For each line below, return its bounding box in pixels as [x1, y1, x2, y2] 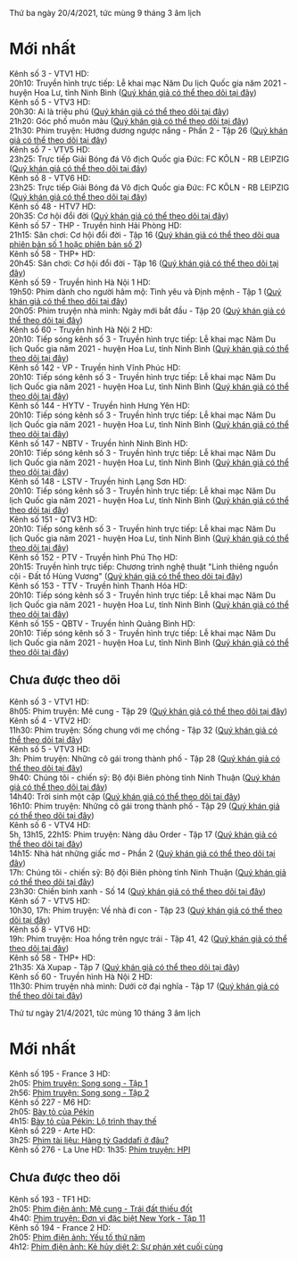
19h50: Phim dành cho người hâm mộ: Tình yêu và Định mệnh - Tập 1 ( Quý [9, 286, 282, 297]
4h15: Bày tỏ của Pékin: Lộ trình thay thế [9, 1116, 158, 1126]
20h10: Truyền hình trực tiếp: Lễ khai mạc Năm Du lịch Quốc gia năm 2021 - [9, 78, 287, 88]
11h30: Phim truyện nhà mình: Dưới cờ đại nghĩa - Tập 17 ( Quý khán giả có [9, 981, 279, 991]
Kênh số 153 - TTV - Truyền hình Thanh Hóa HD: [9, 580, 188, 591]
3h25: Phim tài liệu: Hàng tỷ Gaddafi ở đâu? [9, 1134, 170, 1145]
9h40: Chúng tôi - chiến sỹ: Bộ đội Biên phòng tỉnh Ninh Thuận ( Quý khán [9, 772, 281, 783]
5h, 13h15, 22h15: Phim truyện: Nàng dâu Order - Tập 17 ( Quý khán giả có [9, 829, 277, 840]
